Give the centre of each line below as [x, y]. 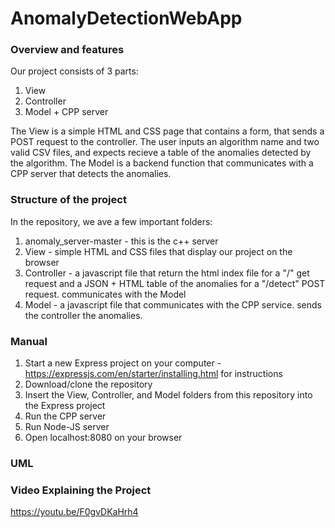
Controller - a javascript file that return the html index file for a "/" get [167, 273]
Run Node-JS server [67, 427]
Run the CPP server [65, 416]
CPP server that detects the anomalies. [91, 174]
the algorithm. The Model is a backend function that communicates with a [162, 163]
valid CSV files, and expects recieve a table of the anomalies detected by [161, 153]
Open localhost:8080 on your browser [103, 438]
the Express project [65, 406]
